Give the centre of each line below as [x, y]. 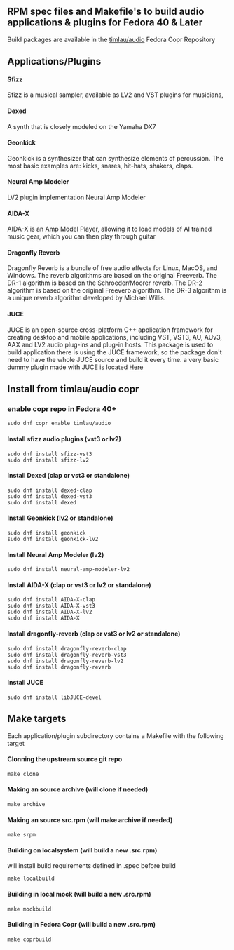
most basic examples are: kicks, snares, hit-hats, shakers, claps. [100, 166]
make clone [23, 774]
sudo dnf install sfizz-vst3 [50, 454]
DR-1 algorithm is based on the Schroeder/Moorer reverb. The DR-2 [105, 283]
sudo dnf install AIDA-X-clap [51, 600]
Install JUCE [26, 683]
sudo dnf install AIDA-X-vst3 [51, 606]
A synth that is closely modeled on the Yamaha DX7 [82, 126]
